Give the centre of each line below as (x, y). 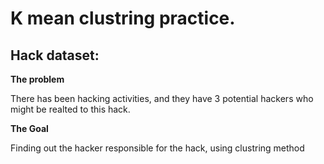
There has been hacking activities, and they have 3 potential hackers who (162, 98)
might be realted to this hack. (70, 109)
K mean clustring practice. (123, 18)
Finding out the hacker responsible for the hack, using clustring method (157, 148)
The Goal (29, 128)
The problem (37, 79)
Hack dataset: (55, 55)
